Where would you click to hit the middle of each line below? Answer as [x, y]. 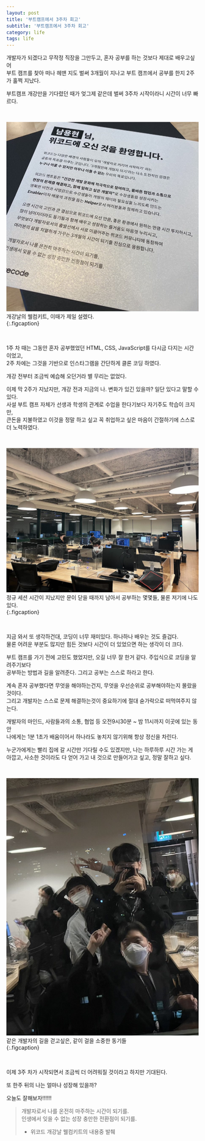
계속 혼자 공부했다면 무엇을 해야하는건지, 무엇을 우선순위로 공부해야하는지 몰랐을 [102, 686]
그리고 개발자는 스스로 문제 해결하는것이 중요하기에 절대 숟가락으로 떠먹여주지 [99, 701]
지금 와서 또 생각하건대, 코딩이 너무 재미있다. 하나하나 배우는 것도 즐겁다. [92, 637]
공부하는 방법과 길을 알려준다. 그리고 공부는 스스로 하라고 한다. [80, 672]
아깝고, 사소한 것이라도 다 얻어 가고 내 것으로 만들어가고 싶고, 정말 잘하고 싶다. [99, 757]
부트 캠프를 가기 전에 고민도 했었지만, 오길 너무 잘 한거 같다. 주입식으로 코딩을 [98, 657]
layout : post [23, 13]
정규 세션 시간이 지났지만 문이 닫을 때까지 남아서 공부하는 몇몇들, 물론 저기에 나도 [102, 598]
